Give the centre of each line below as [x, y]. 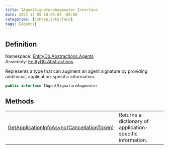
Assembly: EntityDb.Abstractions [39, 62]
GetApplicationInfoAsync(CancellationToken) [61, 127]
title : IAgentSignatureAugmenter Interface [52, 10]
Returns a [130, 115]
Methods [20, 102]
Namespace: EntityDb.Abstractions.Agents [50, 56]
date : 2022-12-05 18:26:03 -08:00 [41, 15]
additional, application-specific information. [50, 77]
